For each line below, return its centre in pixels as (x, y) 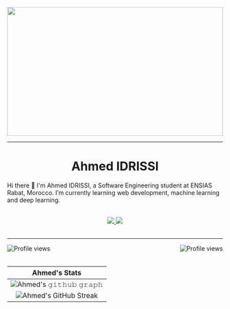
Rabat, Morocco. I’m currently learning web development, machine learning (114, 192)
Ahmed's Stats (57, 273)
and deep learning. (34, 200)
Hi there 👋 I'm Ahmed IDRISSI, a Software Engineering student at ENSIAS (110, 185)
